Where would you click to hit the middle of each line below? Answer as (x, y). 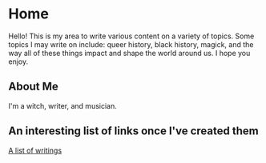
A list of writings (35, 150)
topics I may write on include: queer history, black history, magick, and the (131, 44)
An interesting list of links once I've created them (133, 131)
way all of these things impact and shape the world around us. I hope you (129, 53)
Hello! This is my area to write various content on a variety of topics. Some (131, 36)
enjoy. (18, 62)
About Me (33, 87)
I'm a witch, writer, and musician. (63, 105)
